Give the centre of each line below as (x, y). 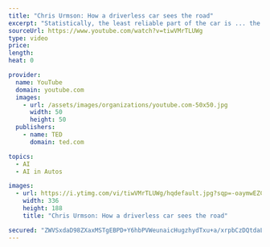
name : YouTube (39, 82)
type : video (28, 38)
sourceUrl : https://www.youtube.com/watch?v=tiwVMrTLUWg (106, 30)
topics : (21, 156)
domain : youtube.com (50, 90)
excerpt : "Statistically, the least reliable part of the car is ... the (135, 23)
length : (21, 53)
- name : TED (43, 135)
